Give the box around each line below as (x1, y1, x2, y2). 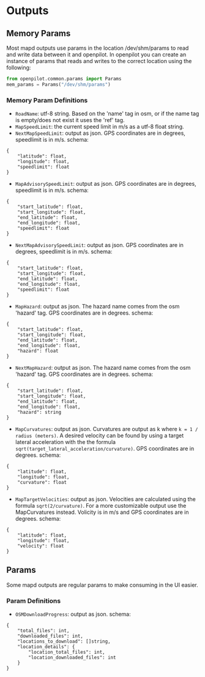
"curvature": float (17, 480, 67, 486)
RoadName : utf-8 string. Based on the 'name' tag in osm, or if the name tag (15, 110, 199, 117)
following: (6, 64, 31, 71)
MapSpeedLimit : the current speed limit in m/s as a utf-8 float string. (15, 123, 185, 131)
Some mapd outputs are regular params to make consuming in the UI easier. (6, 581, 198, 589)
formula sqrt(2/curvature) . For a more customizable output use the (15, 502, 187, 510)
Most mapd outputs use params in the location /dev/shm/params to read (6, 44, 189, 52)
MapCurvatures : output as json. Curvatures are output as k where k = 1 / (15, 426, 198, 433)
